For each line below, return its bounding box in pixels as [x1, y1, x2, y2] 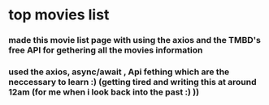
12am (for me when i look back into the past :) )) [8, 86, 200, 98]
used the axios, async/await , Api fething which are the [8, 66, 230, 78]
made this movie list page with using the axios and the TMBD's [8, 35, 262, 46]
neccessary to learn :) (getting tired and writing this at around [8, 77, 258, 88]
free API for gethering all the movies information [8, 44, 203, 56]
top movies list [8, 6, 110, 24]
